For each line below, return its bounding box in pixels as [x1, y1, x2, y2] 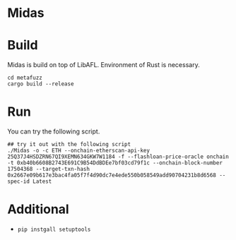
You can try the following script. [7, 127, 100, 136]
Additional [7, 201, 69, 217]
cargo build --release [7, 80, 74, 88]
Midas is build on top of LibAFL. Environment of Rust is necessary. [7, 61, 200, 69]
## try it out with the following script [7, 141, 131, 148]
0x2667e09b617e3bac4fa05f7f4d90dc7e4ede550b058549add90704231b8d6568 [7, 172, 217, 179]
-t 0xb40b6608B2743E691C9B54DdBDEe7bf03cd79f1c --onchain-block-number [7, 160, 223, 167]
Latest [33, 178, 52, 185]
